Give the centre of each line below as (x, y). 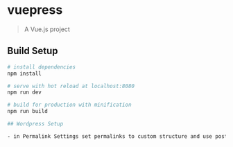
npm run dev (24, 92)
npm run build (28, 112)
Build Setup (33, 51)
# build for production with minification (69, 105)
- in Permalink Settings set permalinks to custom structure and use (110, 136)
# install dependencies (42, 67)
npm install (24, 73)
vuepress (35, 10)
